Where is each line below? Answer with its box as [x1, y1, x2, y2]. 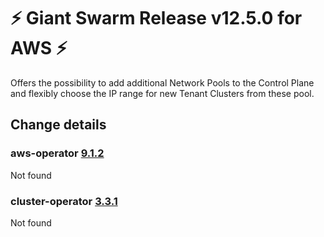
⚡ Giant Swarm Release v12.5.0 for [10, 7, 303, 30]
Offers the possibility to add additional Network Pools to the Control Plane [10, 76, 315, 89]
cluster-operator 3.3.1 [10, 194, 118, 208]
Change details [10, 116, 107, 134]
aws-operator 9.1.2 [10, 146, 105, 160]
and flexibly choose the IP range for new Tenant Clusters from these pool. [10, 87, 315, 99]
